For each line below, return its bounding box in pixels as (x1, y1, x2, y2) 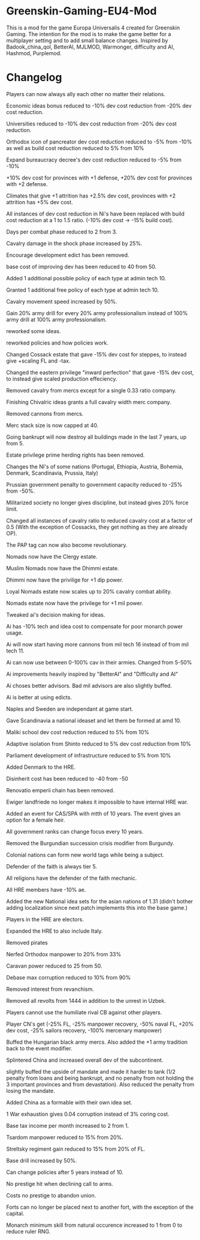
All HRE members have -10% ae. (6, 886, 86, 893)
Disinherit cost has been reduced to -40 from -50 (6, 775, 129, 782)
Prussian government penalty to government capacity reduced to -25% (6, 481, 183, 488)
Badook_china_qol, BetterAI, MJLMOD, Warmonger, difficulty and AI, (6, 43, 175, 50)
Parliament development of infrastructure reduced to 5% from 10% (6, 751, 171, 759)
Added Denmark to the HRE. (6, 763, 76, 771)
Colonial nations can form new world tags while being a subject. (6, 851, 165, 858)
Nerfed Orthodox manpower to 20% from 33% (6, 950, 122, 958)
